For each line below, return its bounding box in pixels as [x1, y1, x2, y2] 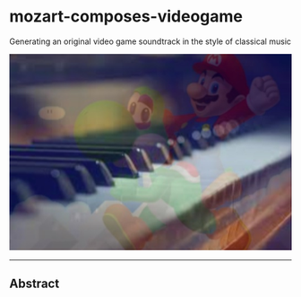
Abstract [9, 276, 60, 292]
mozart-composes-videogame [9, 6, 244, 27]
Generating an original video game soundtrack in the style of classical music [9, 36, 292, 47]
